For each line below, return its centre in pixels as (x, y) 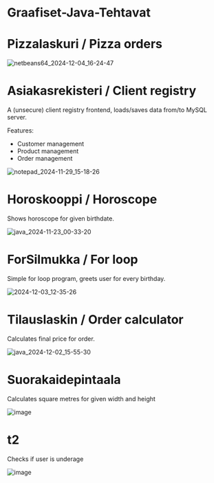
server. (17, 117)
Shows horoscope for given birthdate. (61, 218)
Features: (21, 131)
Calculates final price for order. (51, 339)
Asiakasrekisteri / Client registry (102, 91)
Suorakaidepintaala (64, 380)
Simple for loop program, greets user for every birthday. (86, 278)
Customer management (51, 144)
